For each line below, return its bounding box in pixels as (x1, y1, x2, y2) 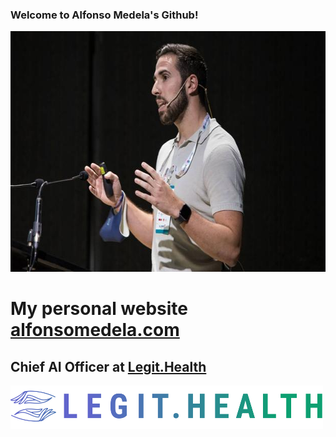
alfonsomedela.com (10, 319, 180, 342)
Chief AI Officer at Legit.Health (10, 358, 207, 375)
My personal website (10, 298, 189, 320)
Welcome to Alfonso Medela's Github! (10, 8, 199, 22)
